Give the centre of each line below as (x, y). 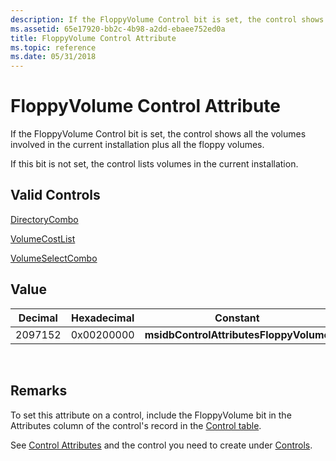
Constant (237, 318)
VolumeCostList (43, 238)
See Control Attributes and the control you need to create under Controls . (161, 445)
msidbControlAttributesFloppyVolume (237, 334)
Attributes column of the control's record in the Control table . (136, 425)
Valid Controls (55, 195)
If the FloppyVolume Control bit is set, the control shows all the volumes (158, 134)
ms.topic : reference (53, 47)
